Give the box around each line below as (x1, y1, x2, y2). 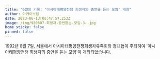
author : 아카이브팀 (5, 12, 39, 16)
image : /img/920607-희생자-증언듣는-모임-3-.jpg (5, 20, 96, 25)
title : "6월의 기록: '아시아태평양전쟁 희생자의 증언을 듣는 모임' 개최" (5, 7, 132, 12)
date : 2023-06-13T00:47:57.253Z (5, 16, 70, 21)
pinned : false (5, 29, 34, 34)
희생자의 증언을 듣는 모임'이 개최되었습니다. (30, 49, 112, 55)
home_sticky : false (5, 25, 45, 30)
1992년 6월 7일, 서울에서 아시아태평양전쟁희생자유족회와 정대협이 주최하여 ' (5, 43, 148, 48)
